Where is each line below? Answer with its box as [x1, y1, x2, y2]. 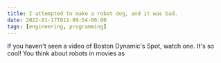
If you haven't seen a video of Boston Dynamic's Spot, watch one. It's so [7, 42, 215, 51]
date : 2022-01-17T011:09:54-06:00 [7, 17, 107, 24]
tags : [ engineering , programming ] [7, 23, 107, 30]
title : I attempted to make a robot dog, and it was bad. [7, 10, 178, 17]
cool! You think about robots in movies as [7, 49, 125, 57]
